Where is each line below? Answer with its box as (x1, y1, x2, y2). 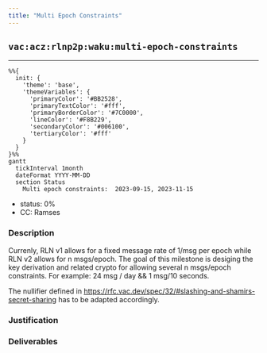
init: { (15, 75, 41, 82)
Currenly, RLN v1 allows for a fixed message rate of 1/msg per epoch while (8, 245, 252, 255)
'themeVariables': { (22, 88, 91, 96)
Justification (8, 314, 59, 325)
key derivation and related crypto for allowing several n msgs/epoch (8, 263, 232, 272)
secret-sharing (8, 294, 57, 304)
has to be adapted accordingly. (58, 294, 161, 304)
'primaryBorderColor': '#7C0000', (29, 109, 145, 117)
